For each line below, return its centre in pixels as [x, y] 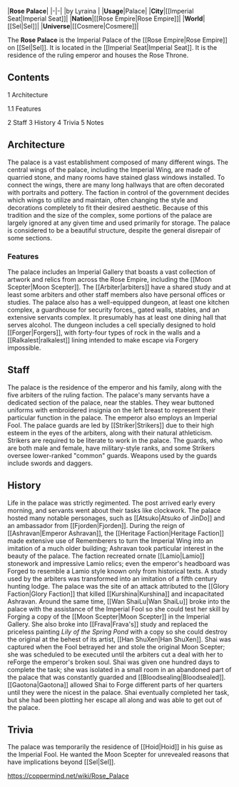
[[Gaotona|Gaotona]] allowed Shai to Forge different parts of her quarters [115, 684]
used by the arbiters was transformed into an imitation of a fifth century [112, 579]
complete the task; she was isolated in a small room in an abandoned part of [119, 669]
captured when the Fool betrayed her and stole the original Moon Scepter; [116, 646]
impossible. [24, 347]
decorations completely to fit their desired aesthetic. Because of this [108, 208]
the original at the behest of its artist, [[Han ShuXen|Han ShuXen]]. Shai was [119, 639]
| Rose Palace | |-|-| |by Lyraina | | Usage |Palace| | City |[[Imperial [101, 11]
